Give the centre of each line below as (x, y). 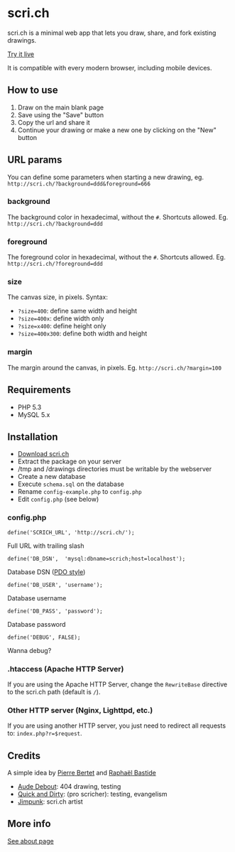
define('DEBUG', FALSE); (44, 637)
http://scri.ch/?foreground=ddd (55, 264)
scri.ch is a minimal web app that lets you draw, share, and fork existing (112, 33)
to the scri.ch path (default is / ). (54, 691)
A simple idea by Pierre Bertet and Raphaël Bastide (82, 773)
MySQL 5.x (34, 414)
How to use (33, 90)
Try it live (21, 54)
